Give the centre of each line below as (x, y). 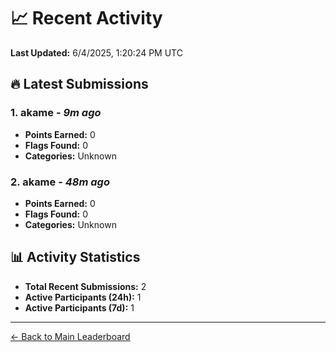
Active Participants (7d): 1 (79, 307)
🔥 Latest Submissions (79, 84)
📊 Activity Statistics (75, 257)
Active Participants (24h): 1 (83, 297)
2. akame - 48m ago (60, 182)
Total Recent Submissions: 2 (85, 286)
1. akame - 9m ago (56, 113)
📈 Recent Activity (86, 18)
